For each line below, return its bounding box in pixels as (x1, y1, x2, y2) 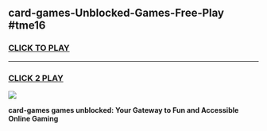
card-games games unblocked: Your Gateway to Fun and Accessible (8, 105, 239, 114)
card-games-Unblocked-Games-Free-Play (8, 6, 225, 20)
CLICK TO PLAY (8, 43, 70, 54)
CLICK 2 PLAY (8, 72, 64, 83)
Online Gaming (8, 114, 59, 123)
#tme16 (8, 19, 46, 33)
